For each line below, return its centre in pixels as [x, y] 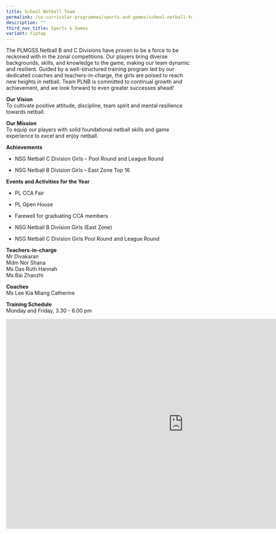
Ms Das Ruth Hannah [32, 269]
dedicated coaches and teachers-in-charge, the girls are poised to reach [95, 76]
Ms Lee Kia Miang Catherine [40, 293]
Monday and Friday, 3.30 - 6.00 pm [49, 311]
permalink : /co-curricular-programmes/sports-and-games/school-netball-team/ [104, 17]
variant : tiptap [26, 34]
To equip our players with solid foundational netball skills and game [88, 130]
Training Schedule [29, 304]
